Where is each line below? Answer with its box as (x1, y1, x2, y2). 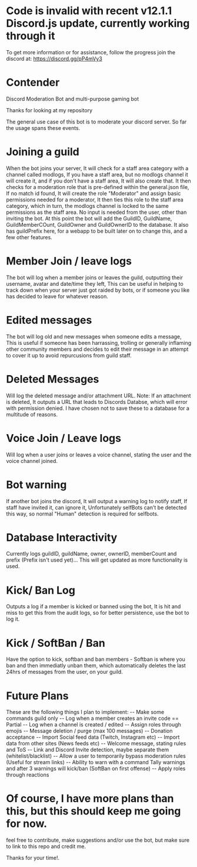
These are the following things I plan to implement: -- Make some (6, 709, 165, 716)
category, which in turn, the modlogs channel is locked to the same (6, 202, 169, 209)
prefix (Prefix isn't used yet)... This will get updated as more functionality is (6, 556, 188, 563)
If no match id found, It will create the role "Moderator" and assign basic (6, 190, 181, 197)
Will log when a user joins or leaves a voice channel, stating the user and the (6, 451, 192, 458)
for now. (6, 817, 48, 830)
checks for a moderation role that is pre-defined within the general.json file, (6, 183, 189, 190)
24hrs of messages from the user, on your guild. (6, 669, 123, 676)
